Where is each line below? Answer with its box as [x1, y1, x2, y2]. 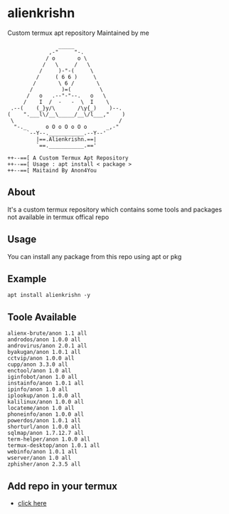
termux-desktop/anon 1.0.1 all [7, 442, 100, 449]
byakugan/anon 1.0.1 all [7, 349, 81, 356]
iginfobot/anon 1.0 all [7, 374, 78, 381]
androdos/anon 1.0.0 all [7, 336, 81, 343]
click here [17, 499, 47, 507]
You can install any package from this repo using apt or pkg [7, 252, 182, 261]
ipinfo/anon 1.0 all [7, 386, 69, 393]
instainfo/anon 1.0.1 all [7, 379, 84, 387]
